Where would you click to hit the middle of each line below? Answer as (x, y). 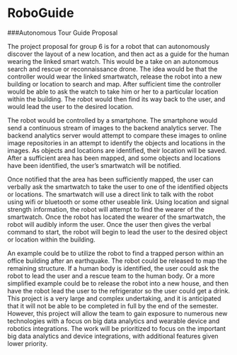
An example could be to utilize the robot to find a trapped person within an (116, 253)
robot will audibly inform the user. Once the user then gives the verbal (109, 224)
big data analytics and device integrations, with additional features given (113, 336)
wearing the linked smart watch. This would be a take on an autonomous (113, 61)
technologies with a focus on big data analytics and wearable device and (114, 321)
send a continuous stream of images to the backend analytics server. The (114, 128)
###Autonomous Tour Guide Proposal (63, 33)
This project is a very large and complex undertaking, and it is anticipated (114, 298)
